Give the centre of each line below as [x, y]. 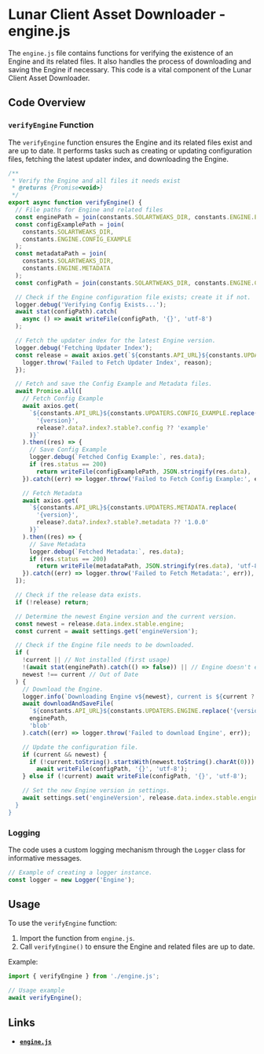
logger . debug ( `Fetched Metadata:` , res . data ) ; [106, 552]
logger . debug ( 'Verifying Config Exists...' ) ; [91, 304]
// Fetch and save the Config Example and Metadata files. [114, 384]
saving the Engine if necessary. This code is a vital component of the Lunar [130, 69]
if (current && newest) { [65, 755]
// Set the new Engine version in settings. [96, 791]
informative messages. [45, 858]
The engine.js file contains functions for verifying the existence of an [121, 53]
